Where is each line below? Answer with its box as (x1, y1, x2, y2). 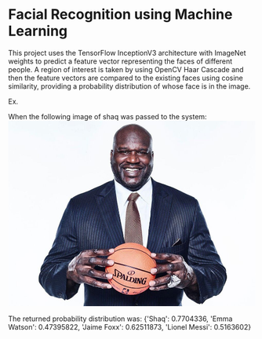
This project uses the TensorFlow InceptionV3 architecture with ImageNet (8, 48, 246, 57)
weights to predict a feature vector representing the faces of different (8, 56, 233, 66)
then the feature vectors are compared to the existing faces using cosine (8, 73, 243, 82)
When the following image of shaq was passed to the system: (8, 111, 207, 121)
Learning (8, 22, 68, 40)
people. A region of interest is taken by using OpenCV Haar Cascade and (8, 64, 245, 74)
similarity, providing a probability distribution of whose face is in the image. (8, 81, 251, 91)
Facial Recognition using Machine (8, 5, 233, 24)
